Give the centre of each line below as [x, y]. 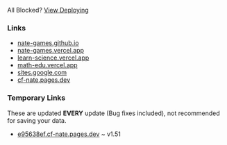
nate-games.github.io [48, 43]
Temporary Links [36, 98]
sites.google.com [42, 73]
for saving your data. [37, 120]
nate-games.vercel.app [51, 51]
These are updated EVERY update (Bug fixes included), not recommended [113, 113]
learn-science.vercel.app [53, 58]
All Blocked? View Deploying [48, 10]
